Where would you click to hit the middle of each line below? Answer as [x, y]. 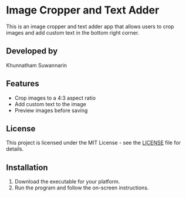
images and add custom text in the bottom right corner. [73, 32]
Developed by [32, 51]
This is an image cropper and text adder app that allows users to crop [90, 26]
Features [23, 84]
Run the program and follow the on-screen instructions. [82, 188]
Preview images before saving [51, 110]
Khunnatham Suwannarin [37, 65]
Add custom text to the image [50, 104]
